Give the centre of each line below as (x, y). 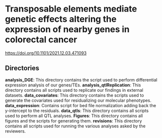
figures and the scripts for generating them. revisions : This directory (74, 121)
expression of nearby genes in (67, 29)
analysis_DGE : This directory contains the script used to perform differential (81, 80)
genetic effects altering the (61, 19)
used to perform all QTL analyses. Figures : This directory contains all (74, 116)
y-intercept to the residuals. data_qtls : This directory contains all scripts (77, 110)
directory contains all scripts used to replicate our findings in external (74, 90)
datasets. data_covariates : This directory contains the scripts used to (74, 95)
